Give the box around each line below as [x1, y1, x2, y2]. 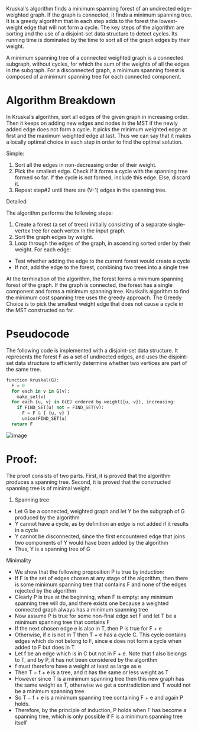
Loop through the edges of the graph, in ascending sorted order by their [14, 240, 191, 247]
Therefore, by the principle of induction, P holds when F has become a [14, 706, 187, 713]
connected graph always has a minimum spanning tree [14, 606, 149, 613]
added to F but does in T [14, 643, 75, 651]
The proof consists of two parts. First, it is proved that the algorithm [6, 472, 171, 479]
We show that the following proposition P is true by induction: [14, 568, 164, 575]
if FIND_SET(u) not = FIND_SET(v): [17, 405, 105, 410]
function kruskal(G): [6, 377, 60, 383]
